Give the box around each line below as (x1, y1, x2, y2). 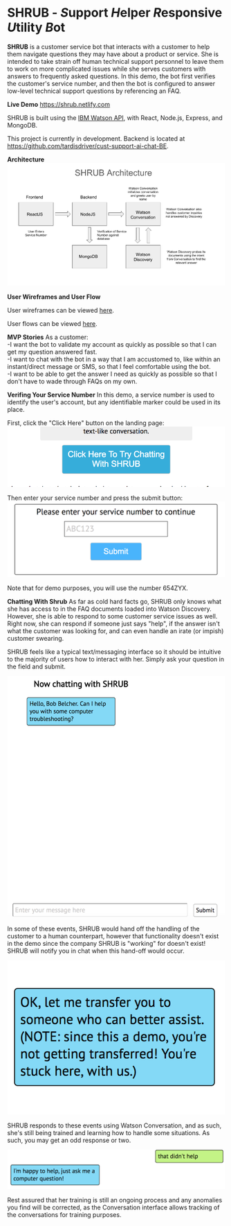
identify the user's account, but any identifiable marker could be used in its (7, 398, 221, 406)
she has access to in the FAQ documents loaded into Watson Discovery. (7, 605, 212, 613)
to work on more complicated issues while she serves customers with (7, 64, 206, 73)
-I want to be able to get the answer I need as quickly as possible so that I (7, 370, 217, 379)
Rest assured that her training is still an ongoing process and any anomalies (7, 1196, 223, 1205)
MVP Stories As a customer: (7, 333, 89, 341)
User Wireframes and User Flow (7, 293, 101, 301)
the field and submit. (7, 662, 66, 671)
